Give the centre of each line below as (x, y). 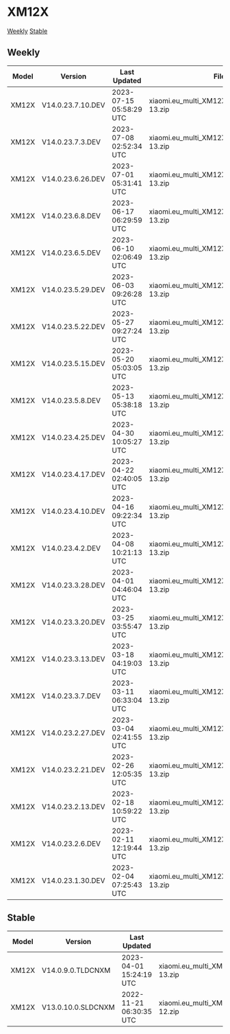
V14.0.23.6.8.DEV (72, 216)
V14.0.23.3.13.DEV (74, 659)
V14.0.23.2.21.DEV (74, 769)
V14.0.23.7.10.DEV (74, 105)
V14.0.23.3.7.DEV (72, 696)
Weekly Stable (27, 31)
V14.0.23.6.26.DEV (74, 179)
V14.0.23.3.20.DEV (74, 622)
